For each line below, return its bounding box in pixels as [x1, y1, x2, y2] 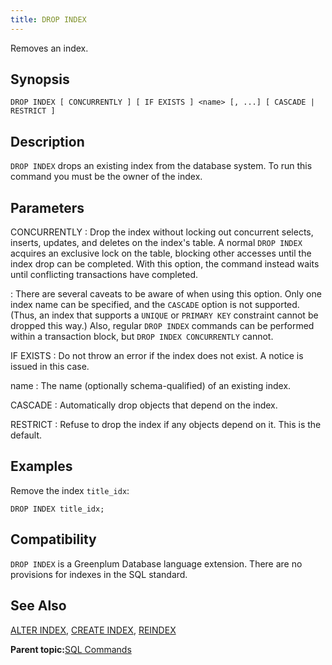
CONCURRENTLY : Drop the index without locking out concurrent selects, [10, 226, 314, 238]
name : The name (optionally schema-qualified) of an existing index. [10, 380, 292, 392]
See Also [10, 597, 67, 615]
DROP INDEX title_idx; [10, 504, 105, 514]
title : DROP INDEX [10, 14, 87, 25]
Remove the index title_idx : [10, 484, 130, 496]
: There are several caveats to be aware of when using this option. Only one [10, 288, 322, 300]
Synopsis [10, 71, 70, 88]
